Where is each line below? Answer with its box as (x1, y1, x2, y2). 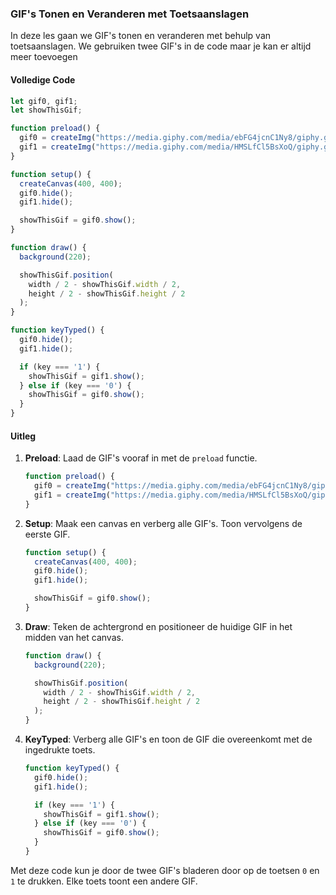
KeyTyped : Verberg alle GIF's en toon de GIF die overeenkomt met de (24, 733, 313, 746)
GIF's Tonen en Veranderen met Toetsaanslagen (10, 7, 250, 21)
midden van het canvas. (24, 631, 124, 643)
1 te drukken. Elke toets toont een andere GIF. (10, 875, 198, 887)
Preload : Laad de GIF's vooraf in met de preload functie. (24, 452, 258, 464)
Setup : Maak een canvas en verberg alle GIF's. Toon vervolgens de (24, 517, 303, 529)
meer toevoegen (10, 51, 78, 63)
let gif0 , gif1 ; (10, 96, 78, 106)
